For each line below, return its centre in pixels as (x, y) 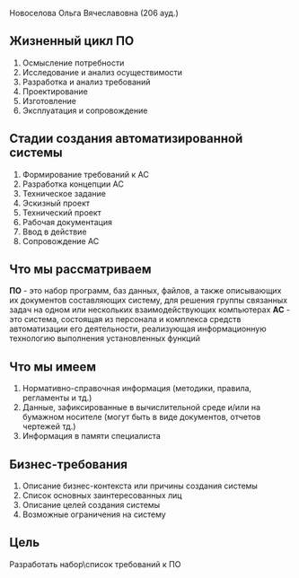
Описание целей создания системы (91, 505)
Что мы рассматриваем (80, 270)
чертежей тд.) (49, 426)
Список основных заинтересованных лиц (102, 495)
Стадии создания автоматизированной (126, 139)
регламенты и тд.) (57, 398)
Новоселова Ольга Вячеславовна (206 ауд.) (94, 13)
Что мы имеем (53, 367)
